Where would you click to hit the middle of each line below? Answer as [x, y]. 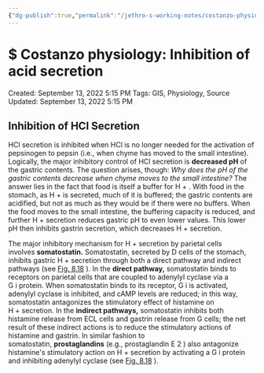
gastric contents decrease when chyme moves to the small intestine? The [128, 179]
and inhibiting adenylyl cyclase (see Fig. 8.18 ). [83, 361]
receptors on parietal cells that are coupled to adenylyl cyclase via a [119, 277]
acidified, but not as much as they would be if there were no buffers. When [129, 203]
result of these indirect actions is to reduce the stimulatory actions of [120, 327]
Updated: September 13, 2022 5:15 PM [71, 101]
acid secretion [56, 71]
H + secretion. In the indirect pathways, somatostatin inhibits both [116, 311]
